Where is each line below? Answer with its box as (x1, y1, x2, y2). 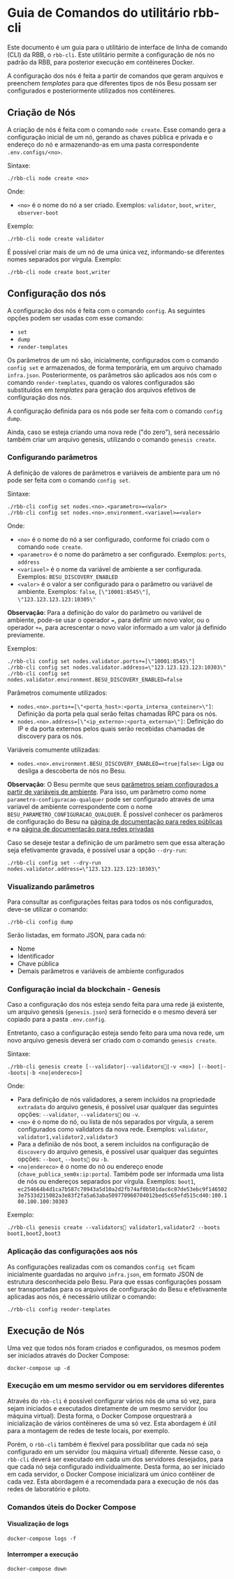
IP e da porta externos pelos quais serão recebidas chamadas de (17, 724, 205, 733)
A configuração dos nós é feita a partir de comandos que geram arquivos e (7, 72, 224, 80)
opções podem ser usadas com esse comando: (7, 313, 145, 322)
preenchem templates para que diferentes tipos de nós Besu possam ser (7, 79, 217, 87)
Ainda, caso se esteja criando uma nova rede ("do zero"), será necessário (7, 428, 220, 436)
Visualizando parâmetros (7, 881, 95, 891)
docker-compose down (7, 1566, 68, 1573)
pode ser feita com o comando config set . (7, 475, 131, 484)
